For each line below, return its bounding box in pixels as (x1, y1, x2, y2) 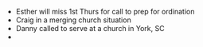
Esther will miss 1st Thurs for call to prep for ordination (15, 7, 195, 16)
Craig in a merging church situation (15, 15, 131, 25)
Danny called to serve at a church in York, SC (15, 24, 165, 33)
